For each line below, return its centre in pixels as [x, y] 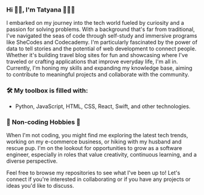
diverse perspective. [32, 161]
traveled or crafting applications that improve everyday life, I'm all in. [92, 62]
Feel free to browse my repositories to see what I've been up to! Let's [93, 173]
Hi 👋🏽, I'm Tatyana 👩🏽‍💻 [41, 10]
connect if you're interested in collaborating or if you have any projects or [98, 179]
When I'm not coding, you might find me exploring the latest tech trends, [97, 135]
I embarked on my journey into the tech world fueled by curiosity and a [95, 23]
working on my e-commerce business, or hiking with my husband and [94, 142]
